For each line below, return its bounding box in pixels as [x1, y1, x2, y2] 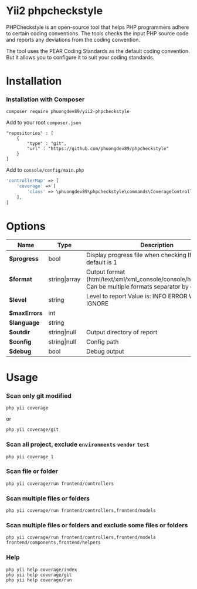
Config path [86, 337, 119, 345]
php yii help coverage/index [6, 567, 77, 573]
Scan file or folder [6, 467, 59, 475]
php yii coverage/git [6, 427, 59, 433]
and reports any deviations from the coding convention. [6, 36, 141, 43]
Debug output [86, 347, 124, 355]
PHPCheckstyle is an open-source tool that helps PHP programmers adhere [6, 24, 189, 31]
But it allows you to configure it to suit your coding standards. [6, 54, 155, 61]
